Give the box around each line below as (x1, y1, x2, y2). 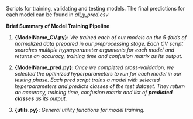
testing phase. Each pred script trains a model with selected (14, 76, 160, 83)
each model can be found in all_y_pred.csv (6, 11, 109, 18)
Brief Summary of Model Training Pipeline (6, 23, 110, 29)
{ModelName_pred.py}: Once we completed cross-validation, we (14, 64, 174, 71)
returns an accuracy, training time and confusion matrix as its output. (14, 53, 183, 59)
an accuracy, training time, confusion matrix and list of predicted (14, 89, 173, 96)
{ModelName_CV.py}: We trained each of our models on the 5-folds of (14, 34, 187, 40)
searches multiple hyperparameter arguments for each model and (14, 46, 174, 53)
